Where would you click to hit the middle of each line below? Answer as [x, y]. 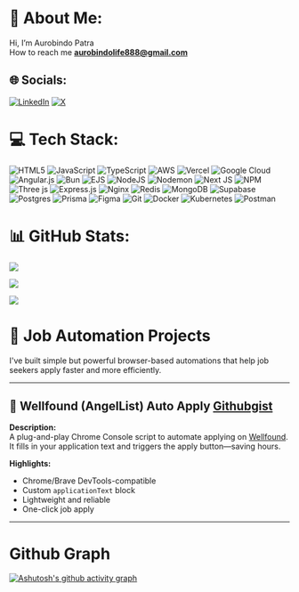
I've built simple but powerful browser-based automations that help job [139, 361]
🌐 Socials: [38, 81]
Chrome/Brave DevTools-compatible [89, 481]
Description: [32, 427]
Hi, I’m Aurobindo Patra [52, 43]
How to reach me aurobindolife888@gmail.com [99, 52]
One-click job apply [58, 509]
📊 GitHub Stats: [70, 236]
